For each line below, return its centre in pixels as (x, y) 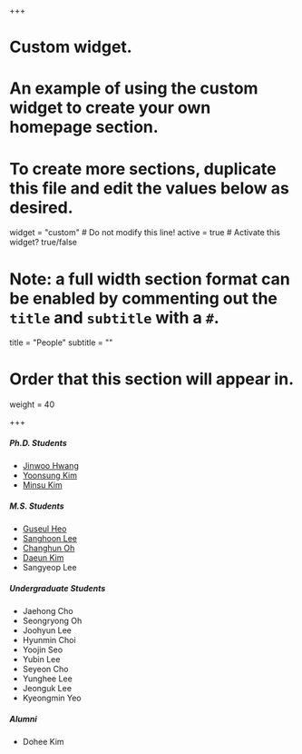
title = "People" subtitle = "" (61, 342)
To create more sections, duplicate (143, 169)
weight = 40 (32, 404)
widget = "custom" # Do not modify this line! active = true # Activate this (145, 233)
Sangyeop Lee (49, 568)
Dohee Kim (44, 742)
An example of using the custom (134, 89)
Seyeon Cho (45, 670)
